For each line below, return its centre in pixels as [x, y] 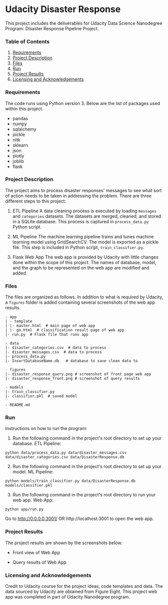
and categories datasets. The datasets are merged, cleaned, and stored [87, 216]
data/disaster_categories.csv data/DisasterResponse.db [65, 457]
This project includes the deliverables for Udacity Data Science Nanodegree [84, 23]
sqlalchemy [24, 129]
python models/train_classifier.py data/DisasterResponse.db [70, 481]
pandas [20, 118]
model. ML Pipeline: [33, 472]
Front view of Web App [36, 552]
